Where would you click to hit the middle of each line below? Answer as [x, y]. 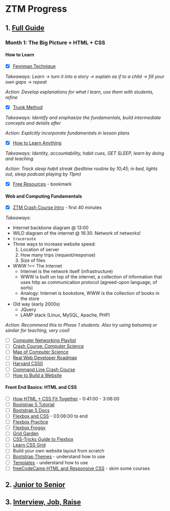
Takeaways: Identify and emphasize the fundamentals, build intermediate [83, 117]
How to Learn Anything [37, 143]
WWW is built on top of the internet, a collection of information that [91, 277]
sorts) [27, 288]
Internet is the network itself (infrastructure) [67, 271]
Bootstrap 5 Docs [31, 410]
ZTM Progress [36, 9]
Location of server [40, 250]
